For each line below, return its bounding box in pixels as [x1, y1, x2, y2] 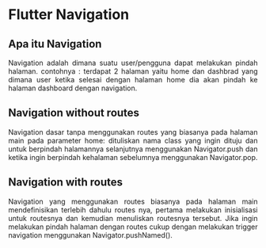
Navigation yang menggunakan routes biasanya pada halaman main [8, 196, 258, 206]
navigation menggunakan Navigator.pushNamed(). [8, 230, 173, 239]
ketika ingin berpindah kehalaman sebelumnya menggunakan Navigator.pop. [8, 152, 258, 162]
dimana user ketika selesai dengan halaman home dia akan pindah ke [8, 75, 258, 84]
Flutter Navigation [8, 6, 129, 24]
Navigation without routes [8, 106, 140, 120]
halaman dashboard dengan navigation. [8, 83, 138, 93]
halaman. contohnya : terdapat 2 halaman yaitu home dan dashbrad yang [8, 67, 258, 76]
